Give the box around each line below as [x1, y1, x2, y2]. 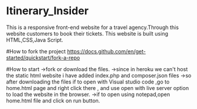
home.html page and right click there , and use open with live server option [6, 84, 189, 91]
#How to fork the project [6, 47, 66, 54]
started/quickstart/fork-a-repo [6, 54, 80, 61]
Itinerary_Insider [6, 4, 89, 18]
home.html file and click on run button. [6, 97, 101, 104]
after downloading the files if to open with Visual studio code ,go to [6, 78, 170, 85]
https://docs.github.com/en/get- [67, 47, 146, 54]
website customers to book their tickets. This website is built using [6, 30, 169, 37]
